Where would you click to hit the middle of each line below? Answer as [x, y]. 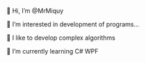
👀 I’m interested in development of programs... [73, 24]
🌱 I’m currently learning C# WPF [52, 51]
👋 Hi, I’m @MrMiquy [35, 11]
